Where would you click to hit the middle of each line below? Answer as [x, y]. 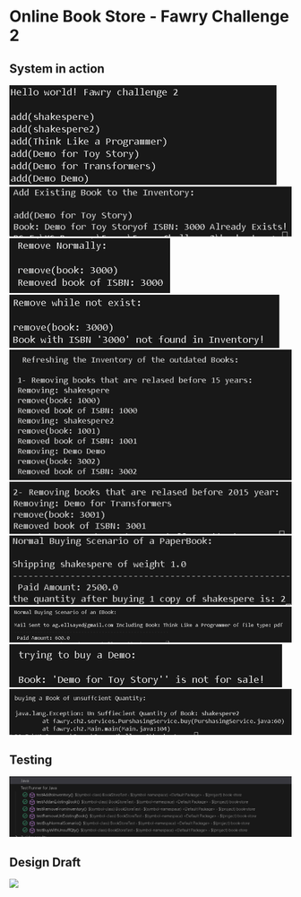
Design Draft [45, 862]
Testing [31, 759]
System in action [57, 69]
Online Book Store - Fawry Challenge [149, 17]
